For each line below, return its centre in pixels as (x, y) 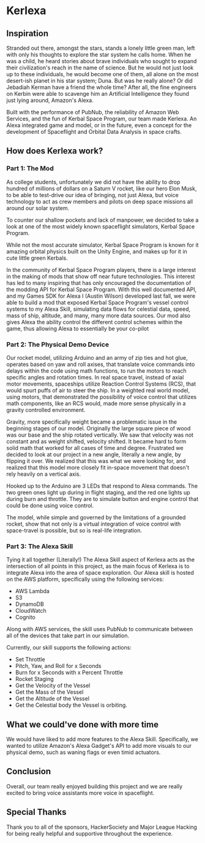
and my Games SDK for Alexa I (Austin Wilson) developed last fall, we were (101, 296)
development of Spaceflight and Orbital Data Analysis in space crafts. (94, 132)
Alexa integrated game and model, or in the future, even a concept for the (99, 125)
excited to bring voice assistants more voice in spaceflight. (80, 793)
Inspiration (28, 33)
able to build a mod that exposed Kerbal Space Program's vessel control (97, 302)
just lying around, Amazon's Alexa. (50, 100)
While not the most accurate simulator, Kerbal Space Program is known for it (102, 245)
